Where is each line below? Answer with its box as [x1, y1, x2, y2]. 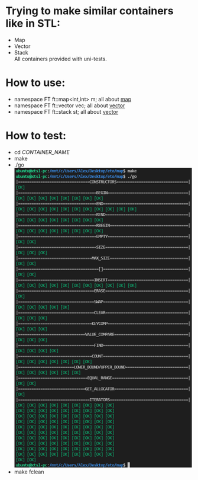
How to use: [5, 76, 66, 89]
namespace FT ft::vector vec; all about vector [14, 102, 125, 109]
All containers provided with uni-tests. [14, 55, 107, 62]
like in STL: [5, 17, 60, 30]
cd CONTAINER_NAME [14, 148, 70, 155]
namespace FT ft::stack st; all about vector [14, 108, 119, 115]
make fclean [14, 468, 44, 475]
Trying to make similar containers [5, 4, 174, 18]
